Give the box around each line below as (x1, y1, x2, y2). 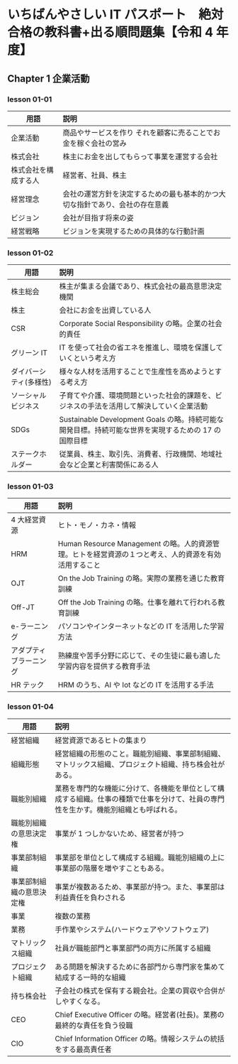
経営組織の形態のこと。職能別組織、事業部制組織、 (55, 749, 225, 759)
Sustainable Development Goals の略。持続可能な (59, 415, 225, 425)
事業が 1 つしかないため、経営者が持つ (55, 828, 184, 838)
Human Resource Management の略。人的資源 (57, 539, 213, 549)
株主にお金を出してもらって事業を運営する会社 (62, 151, 218, 161)
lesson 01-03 (7, 482, 54, 492)
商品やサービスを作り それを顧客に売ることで (62, 127, 214, 137)
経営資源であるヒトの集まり (55, 735, 147, 745)
